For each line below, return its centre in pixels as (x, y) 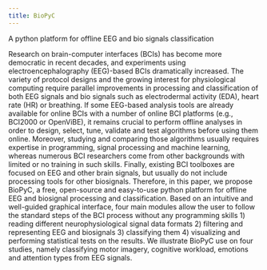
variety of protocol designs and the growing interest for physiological (122, 79)
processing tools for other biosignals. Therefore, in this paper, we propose (131, 181)
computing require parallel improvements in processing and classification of (133, 88)
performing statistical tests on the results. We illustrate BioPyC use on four (131, 240)
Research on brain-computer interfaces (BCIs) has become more (115, 54)
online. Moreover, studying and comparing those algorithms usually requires (134, 139)
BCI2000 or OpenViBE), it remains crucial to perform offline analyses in (125, 121)
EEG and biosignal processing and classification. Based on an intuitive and (131, 198)
